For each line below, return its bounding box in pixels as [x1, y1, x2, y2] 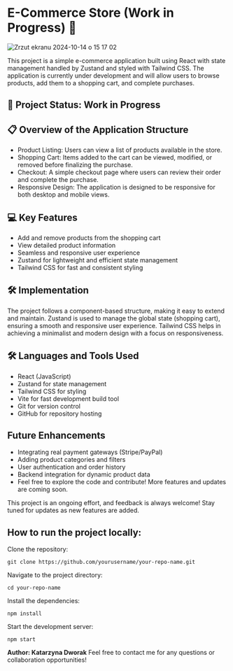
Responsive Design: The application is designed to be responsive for [17, 183, 216, 192]
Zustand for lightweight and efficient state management [17, 255, 178, 264]
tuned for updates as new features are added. [7, 506, 140, 515]
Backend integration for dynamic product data [17, 470, 150, 479]
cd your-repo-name [7, 584, 61, 592]
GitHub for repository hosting [17, 409, 102, 418]
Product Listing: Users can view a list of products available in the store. [17, 146, 223, 155]
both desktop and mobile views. [17, 190, 110, 199]
